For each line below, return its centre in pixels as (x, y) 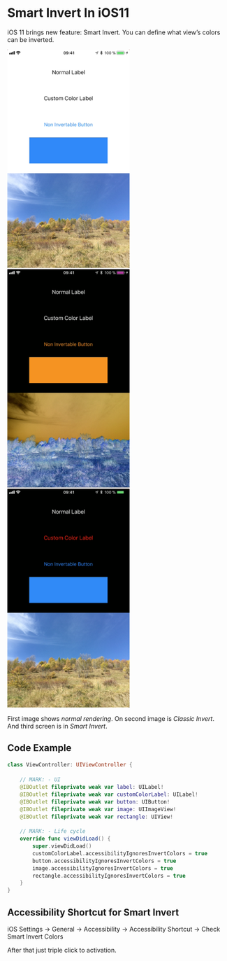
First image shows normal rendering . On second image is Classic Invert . (111, 718)
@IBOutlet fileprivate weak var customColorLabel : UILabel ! (109, 794)
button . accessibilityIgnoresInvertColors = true (104, 861)
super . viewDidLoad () (62, 846)
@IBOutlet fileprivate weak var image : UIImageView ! (98, 809)
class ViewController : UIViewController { (70, 765)
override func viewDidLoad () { (65, 839)
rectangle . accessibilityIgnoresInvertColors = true (109, 876)
